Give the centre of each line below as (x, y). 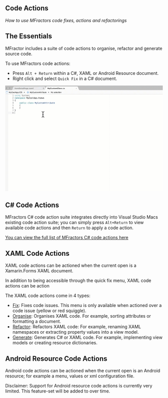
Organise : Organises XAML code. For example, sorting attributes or (82, 316)
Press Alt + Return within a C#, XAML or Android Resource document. (85, 73)
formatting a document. (37, 322)
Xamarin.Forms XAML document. (39, 271)
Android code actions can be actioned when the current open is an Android (83, 371)
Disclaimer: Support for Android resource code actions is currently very (79, 386)
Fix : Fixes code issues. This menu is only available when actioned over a (87, 306)
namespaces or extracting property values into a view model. (75, 332)
